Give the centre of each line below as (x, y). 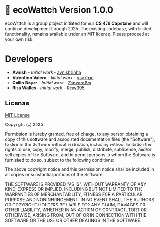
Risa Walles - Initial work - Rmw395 (48, 88)
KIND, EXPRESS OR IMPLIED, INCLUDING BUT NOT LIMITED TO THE (74, 189)
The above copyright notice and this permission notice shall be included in (80, 169)
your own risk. (19, 39)
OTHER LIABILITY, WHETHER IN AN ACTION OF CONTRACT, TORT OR (76, 210)
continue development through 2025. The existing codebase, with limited (78, 28)
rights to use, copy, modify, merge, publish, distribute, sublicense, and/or (78, 149)
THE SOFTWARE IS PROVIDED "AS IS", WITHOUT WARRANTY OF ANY (76, 184)
